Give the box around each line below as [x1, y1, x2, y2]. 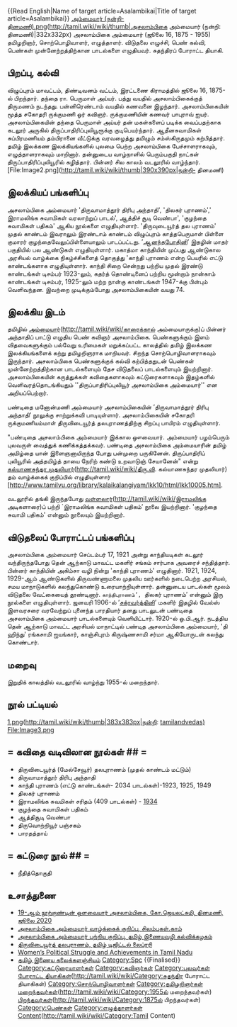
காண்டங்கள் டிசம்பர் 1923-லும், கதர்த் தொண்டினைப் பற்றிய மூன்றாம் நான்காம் [7, 269, 216, 278]
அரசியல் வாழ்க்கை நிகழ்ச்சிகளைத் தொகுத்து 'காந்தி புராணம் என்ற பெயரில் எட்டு [7, 253, 223, 262]
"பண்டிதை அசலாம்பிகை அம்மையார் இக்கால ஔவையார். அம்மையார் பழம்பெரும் [7, 433, 230, 442]
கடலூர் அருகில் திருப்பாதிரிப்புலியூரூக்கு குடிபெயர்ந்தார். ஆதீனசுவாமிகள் [7, 125, 202, 134]
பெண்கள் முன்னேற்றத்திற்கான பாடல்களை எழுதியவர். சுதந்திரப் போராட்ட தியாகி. [7, 46, 224, 55]
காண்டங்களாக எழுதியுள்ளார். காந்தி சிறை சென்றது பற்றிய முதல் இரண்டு [7, 261, 203, 269]
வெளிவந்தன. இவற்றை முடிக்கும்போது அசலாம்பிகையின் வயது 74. [7, 285, 185, 293]
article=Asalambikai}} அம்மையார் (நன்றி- [7, 14, 125, 23]
